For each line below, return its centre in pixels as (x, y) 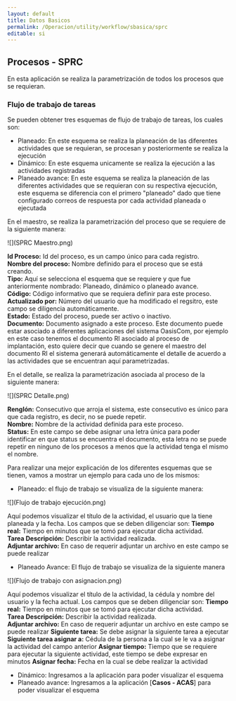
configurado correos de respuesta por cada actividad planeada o (112, 200)
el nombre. (23, 454)
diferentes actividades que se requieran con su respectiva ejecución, (117, 186)
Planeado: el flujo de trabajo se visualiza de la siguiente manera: (110, 489)
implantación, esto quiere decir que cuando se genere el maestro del (107, 346)
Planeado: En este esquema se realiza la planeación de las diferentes (117, 141)
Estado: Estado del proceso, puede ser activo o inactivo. (89, 316)
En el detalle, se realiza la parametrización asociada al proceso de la (106, 375)
